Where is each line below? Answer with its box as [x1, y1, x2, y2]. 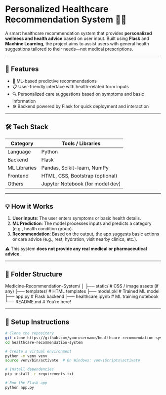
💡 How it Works [5, 202, 53, 211]
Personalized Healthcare [5, 3, 109, 15]
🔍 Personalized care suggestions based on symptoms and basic [12, 91, 144, 97]
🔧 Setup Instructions [5, 318, 70, 326]
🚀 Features [5, 65, 39, 73]
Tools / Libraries [61, 140, 101, 146]
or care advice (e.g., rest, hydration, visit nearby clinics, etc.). [12, 236, 137, 242]
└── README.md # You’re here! [5, 299, 72, 305]
